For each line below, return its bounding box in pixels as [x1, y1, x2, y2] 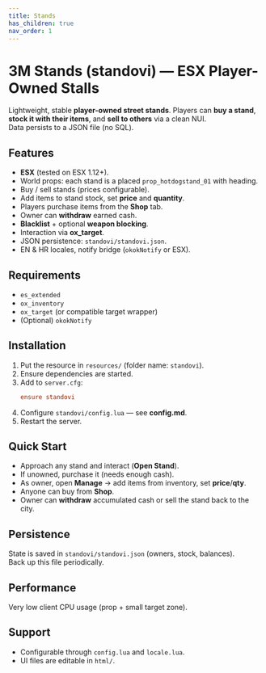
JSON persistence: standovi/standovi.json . [19, 236, 167, 246]
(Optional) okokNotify [19, 315, 92, 325]
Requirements [8, 268, 81, 282]
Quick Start [8, 440, 67, 453]
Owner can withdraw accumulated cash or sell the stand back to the [19, 495, 249, 505]
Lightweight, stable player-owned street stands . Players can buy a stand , [8, 106, 256, 116]
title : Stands [8, 11, 57, 20]
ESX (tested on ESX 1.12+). [19, 167, 109, 178]
